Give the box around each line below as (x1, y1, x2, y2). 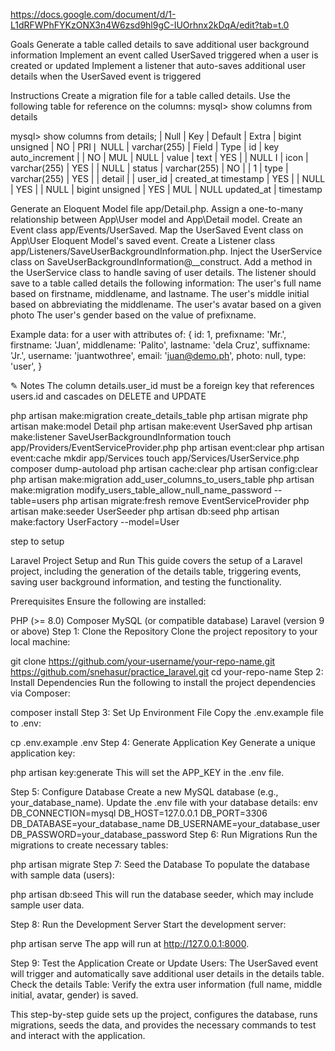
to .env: (10, 717, 42, 729)
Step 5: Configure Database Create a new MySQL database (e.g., (10, 786, 279, 798)
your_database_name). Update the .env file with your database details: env (10, 797, 318, 808)
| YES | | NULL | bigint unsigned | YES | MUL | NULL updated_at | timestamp (10, 184, 323, 195)
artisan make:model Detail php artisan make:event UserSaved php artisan (10, 420, 313, 432)
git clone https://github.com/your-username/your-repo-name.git (10, 655, 276, 667)
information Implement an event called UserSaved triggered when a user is (10, 49, 319, 61)
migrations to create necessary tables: (10, 839, 169, 851)
